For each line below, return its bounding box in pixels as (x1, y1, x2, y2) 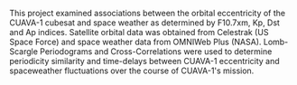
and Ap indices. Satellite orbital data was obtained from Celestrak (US (9, 27, 269, 37)
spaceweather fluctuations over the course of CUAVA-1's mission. (9, 65, 255, 76)
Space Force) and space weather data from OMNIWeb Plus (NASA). (9, 36, 262, 47)
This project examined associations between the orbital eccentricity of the (9, 8, 286, 18)
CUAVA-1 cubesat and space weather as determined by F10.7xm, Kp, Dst (9, 17, 280, 28)
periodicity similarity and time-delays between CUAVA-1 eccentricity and (9, 56, 280, 66)
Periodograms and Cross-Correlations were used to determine (40, 46, 273, 57)
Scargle (9, 46, 39, 57)
